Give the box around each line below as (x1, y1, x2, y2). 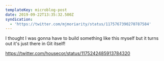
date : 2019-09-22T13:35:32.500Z (5, 12, 74, 17)
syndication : (5, 17, 33, 22)
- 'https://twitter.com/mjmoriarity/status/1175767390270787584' (10, 21, 152, 27)
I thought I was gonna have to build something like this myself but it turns (5, 35, 159, 41)
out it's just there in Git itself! (5, 41, 66, 47)
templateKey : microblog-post (5, 7, 67, 13)
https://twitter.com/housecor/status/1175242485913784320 (5, 50, 131, 56)
